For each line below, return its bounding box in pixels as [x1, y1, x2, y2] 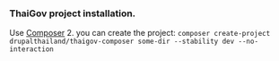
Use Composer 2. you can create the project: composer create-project [9, 28, 271, 39]
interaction [9, 45, 54, 54]
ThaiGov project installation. [9, 7, 136, 20]
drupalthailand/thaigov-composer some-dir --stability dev [9, 37, 235, 47]
